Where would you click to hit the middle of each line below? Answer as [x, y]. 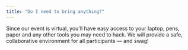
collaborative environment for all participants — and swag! [78, 41]
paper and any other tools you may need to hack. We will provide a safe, [94, 34]
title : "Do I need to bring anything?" [55, 11]
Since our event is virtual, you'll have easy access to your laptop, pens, [93, 28]
